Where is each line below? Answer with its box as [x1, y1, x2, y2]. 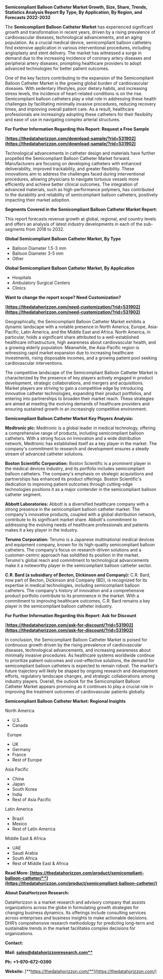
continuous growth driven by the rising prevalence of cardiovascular [5, 642, 142, 647]
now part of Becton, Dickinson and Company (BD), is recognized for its [5, 577, 147, 583]
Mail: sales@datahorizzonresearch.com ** [5, 950, 93, 955]
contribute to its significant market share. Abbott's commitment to [5, 517, 137, 522]
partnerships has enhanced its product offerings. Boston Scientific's [5, 476, 142, 482]
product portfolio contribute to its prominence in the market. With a [5, 593, 140, 599]
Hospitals [12, 275, 32, 280]
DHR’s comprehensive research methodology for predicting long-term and [5, 920, 154, 926]
